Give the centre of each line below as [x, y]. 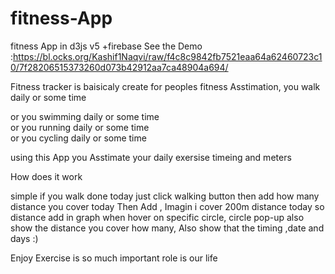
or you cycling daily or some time [78, 138]
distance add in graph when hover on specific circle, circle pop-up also [157, 217]
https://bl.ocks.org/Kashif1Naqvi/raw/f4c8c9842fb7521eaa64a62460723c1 [168, 56]
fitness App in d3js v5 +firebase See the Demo [106, 46]
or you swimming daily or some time [85, 116]
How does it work [46, 176]
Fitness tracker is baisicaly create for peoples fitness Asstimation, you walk [165, 86]
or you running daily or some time [80, 127]
